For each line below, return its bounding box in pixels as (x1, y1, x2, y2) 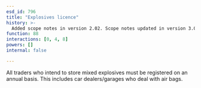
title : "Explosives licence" (6, 14, 79, 20)
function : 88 (6, 31, 39, 37)
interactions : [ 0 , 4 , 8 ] (6, 36, 68, 42)
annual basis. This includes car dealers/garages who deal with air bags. (6, 75, 183, 82)
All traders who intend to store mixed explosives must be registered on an (6, 69, 188, 76)
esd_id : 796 (6, 8, 36, 15)
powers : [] (6, 42, 33, 48)
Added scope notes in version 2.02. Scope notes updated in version (11, 25, 186, 32)
